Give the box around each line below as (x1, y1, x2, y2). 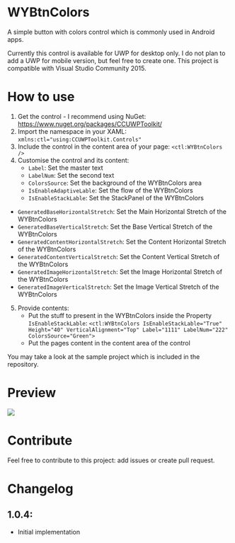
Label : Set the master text (28, 164, 104, 172)
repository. (7, 360, 39, 368)
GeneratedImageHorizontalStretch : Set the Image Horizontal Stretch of (17, 267, 223, 276)
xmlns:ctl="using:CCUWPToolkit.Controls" (17, 136, 142, 143)
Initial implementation (17, 527, 81, 536)
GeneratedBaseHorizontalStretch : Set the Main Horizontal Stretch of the (17, 207, 227, 216)
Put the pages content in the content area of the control (28, 338, 191, 347)
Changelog (7, 481, 74, 496)
